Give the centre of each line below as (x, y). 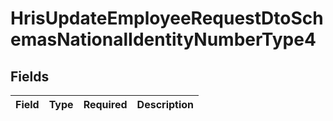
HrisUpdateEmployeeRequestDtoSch (167, 18)
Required (105, 104)
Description (165, 104)
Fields (30, 76)
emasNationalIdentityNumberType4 (163, 39)
